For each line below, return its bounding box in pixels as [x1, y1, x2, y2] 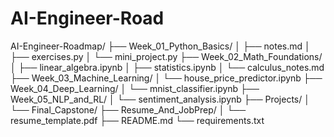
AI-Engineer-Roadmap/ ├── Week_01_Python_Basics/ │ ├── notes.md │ [10, 40, 311, 52]
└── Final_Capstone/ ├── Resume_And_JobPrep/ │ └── [10, 103, 247, 116]
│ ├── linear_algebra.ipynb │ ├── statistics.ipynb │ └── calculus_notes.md [10, 61, 325, 73]
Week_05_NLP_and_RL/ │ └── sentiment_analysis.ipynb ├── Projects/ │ [10, 93, 310, 105]
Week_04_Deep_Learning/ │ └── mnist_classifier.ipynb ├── [10, 82, 260, 94]
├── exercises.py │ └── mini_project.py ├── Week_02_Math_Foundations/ [10, 50, 323, 62]
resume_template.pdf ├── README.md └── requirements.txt [10, 114, 265, 126]
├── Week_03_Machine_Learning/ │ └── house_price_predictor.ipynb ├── [10, 72, 323, 84]
